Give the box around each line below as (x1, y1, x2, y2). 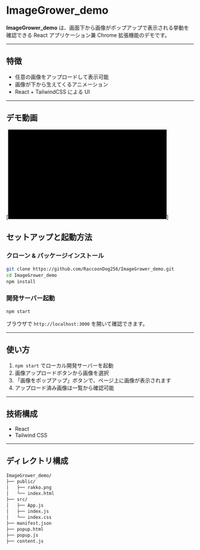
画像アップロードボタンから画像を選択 (14, 369, 109, 376)
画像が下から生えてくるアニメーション (14, 81, 108, 88)
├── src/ (6, 496, 28, 503)
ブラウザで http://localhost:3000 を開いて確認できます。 (6, 320, 148, 327)
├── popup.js (6, 532, 39, 539)
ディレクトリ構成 (6, 456, 68, 466)
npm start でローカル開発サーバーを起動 (14, 361, 114, 369)
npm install (6, 279, 36, 285)
